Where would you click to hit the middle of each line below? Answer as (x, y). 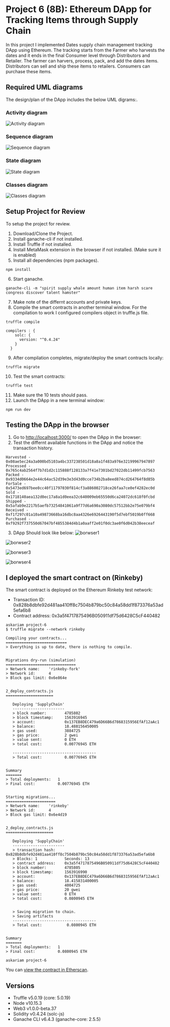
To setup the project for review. (38, 223)
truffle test (19, 385)
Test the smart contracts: (39, 376)
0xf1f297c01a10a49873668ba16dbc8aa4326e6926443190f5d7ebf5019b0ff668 (80, 515)
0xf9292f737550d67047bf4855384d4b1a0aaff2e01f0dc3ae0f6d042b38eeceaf (80, 523)
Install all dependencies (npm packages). (56, 260)
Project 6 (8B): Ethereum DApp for (79, 9)
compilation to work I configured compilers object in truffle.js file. (81, 312)
